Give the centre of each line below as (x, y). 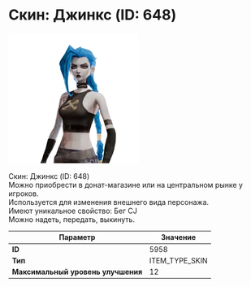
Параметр (77, 237)
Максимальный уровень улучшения (77, 272)
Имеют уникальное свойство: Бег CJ (73, 211)
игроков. (24, 194)
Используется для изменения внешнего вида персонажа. (109, 202)
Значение (179, 237)
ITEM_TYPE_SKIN (179, 260)
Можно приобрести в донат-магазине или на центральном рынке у (126, 185)
